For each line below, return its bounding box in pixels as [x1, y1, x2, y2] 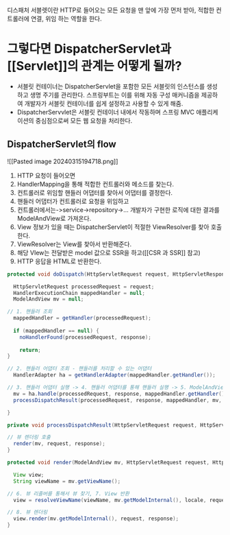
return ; [19, 346, 41, 353]
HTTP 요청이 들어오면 [16, 171, 76, 180]
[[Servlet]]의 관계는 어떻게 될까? [7, 58, 182, 74]
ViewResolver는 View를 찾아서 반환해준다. [16, 239, 132, 248]
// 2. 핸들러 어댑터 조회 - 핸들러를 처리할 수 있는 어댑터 [7, 366, 152, 372]
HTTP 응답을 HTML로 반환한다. [16, 257, 102, 265]
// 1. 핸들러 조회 [7, 308, 53, 316]
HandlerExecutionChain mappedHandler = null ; [13, 289, 146, 296]
